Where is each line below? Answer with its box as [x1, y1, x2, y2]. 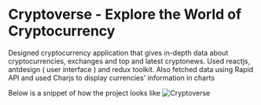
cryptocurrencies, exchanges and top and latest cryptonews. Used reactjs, [8, 56, 250, 66]
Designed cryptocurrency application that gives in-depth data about [8, 48, 229, 57]
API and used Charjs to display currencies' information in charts [8, 73, 215, 82]
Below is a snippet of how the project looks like [8, 88, 161, 97]
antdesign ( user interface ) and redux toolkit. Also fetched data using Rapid [8, 64, 254, 74]
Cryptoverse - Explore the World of [8, 5, 242, 24]
